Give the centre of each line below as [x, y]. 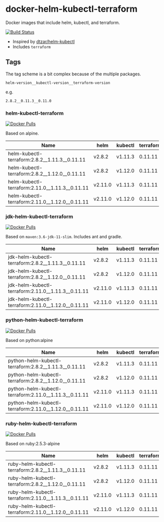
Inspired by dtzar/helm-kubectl [44, 41]
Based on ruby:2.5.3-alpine [33, 443]
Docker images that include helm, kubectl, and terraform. [63, 23]
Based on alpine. [22, 134]
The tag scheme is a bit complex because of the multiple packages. [73, 74]
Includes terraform [31, 46]
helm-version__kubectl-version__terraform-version [58, 83]
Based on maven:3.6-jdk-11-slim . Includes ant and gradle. [64, 237]
